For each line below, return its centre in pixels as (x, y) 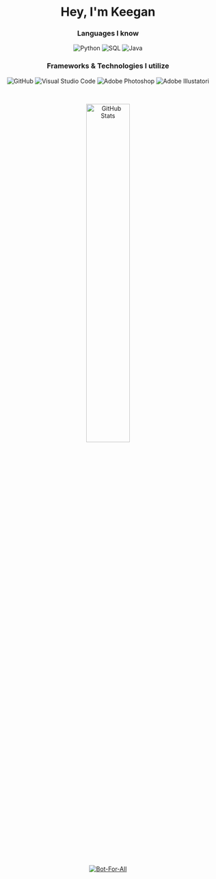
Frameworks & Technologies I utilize (108, 66)
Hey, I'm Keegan (108, 12)
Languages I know (108, 34)
